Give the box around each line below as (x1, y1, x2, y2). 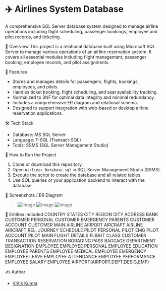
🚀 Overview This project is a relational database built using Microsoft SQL (5, 43, 155, 49)
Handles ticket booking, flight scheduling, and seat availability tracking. (12, 89, 158, 95)
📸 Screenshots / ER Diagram (5, 192, 63, 198)
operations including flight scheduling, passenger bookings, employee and (5, 28, 158, 34)
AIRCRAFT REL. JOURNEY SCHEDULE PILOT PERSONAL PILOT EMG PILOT (5, 227, 159, 233)
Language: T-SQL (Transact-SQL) (12, 137, 81, 143)
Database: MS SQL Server (12, 132, 66, 138)
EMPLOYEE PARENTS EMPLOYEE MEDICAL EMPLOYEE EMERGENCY (5, 248, 147, 254)
